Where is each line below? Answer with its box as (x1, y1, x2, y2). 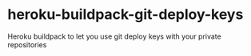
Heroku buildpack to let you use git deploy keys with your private (7, 32, 221, 41)
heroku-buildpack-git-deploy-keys (7, 6, 244, 24)
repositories (7, 39, 47, 49)
